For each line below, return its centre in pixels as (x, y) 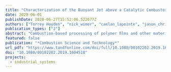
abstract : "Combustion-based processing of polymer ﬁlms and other (78, 33)
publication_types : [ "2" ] (33, 29)
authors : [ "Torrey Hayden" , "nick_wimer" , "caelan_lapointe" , (73, 24)
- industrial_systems (33, 62)
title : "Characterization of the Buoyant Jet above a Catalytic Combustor (86, 10)
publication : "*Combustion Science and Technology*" (62, 43)
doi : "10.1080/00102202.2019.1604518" (46, 52)
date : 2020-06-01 (24, 15)
